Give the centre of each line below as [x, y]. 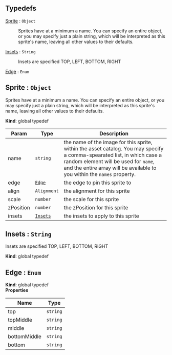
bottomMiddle [25, 337]
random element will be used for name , [109, 161]
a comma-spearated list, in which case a [113, 155]
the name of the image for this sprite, [108, 142]
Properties [17, 290]
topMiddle [20, 320]
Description [114, 133]
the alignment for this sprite [97, 191]
